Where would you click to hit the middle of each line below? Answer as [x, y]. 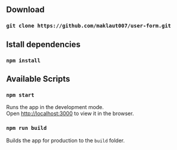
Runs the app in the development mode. [55, 107]
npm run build [26, 128]
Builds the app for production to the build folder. [66, 140]
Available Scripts [38, 79]
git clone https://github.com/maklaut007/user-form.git [88, 26]
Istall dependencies [43, 44]
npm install [23, 60]
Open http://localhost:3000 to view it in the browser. [70, 114]
